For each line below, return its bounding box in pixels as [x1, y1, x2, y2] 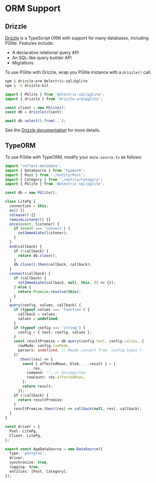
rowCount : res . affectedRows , [26, 375, 86, 380]
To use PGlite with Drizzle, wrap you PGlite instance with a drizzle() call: [5, 69, 152, 75]
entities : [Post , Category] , [9, 469, 68, 474]
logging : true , [9, 465, 40, 469]
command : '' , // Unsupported [26, 370, 86, 375]
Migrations [12, 60, 34, 65]
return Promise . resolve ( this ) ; [17, 289, 81, 294]
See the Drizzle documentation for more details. [5, 127, 101, 133]
